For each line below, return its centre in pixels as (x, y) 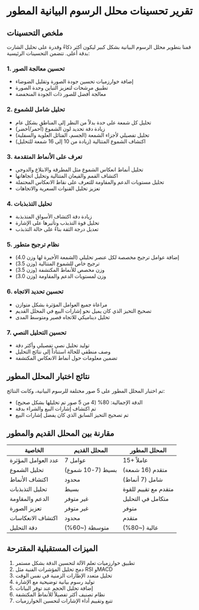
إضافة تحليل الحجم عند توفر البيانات (54, 588)
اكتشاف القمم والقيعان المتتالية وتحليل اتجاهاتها (67, 175)
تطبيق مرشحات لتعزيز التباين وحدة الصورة (62, 88)
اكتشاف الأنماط (29, 479)
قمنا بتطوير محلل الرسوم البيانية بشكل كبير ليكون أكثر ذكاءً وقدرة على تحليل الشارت (99, 47)
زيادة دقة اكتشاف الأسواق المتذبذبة (53, 217)
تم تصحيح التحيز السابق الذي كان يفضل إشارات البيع (72, 415)
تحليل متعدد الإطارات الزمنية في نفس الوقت (64, 575)
